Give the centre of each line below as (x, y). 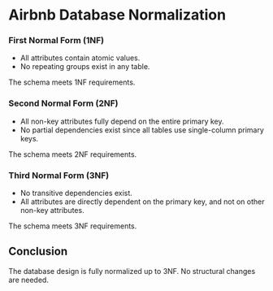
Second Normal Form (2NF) (63, 103)
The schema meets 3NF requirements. (73, 226)
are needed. (28, 280)
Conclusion (38, 252)
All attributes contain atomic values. (80, 58)
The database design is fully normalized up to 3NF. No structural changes (132, 271)
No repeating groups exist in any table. (85, 67)
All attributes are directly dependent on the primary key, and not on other (142, 202)
